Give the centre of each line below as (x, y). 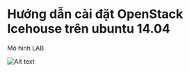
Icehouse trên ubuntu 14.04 (89, 29)
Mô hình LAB (25, 48)
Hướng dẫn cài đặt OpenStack (95, 14)
